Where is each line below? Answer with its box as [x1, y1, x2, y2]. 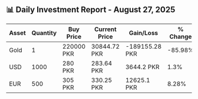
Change [169, 32, 192, 40]
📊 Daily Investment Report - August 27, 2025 [6, 5, 176, 15]
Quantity [31, 29, 57, 37]
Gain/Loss [128, 29, 159, 37]
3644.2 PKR [125, 63, 160, 71]
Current [94, 25, 117, 33]
